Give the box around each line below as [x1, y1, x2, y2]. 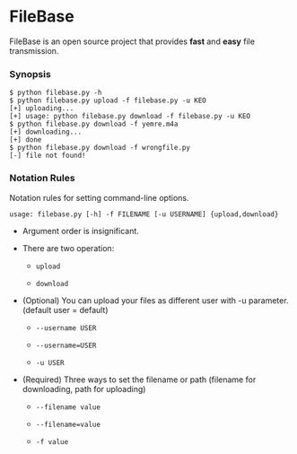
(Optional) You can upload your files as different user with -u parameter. [22, 294, 289, 306]
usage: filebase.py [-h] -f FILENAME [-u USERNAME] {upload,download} [9, 209, 279, 219]
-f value [35, 437, 69, 446]
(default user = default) [22, 304, 109, 315]
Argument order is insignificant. [22, 225, 139, 236]
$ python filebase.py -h [9, 88, 102, 98]
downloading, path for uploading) [22, 383, 146, 394]
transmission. [9, 45, 59, 56]
